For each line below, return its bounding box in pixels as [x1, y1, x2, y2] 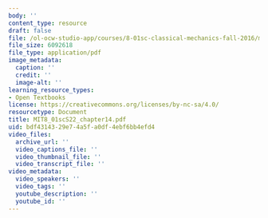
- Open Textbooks [8, 93, 66, 101]
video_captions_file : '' [15, 145, 98, 153]
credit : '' [15, 71, 52, 79]
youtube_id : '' [15, 197, 66, 205]
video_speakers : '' [15, 175, 81, 184]
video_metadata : [8, 168, 62, 176]
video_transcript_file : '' [15, 161, 105, 168]
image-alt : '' [15, 78, 62, 86]
